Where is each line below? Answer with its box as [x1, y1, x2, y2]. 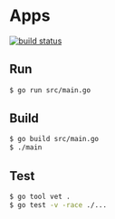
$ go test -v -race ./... [9, 200, 107, 209]
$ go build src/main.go [9, 135, 100, 144]
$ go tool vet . [9, 192, 71, 201]
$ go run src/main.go [9, 85, 91, 95]
